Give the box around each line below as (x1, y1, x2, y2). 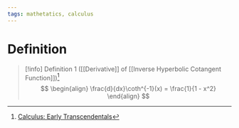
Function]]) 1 (24, 72, 60, 82)
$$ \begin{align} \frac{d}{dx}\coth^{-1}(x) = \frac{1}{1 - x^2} (40, 85, 217, 93)
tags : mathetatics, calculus (7, 10, 94, 18)
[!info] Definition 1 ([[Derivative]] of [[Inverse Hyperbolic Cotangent (24, 65, 222, 73)
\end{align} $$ (107, 92, 150, 100)
